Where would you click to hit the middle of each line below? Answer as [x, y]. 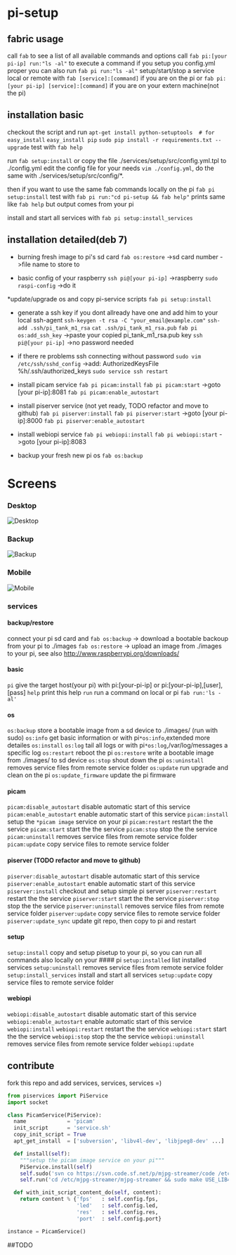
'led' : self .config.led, [117, 1206]
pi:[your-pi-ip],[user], [192, 685]
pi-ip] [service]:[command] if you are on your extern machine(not [122, 85]
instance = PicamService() [47, 1231]
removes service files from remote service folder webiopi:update [101, 1044]
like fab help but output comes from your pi [71, 204]
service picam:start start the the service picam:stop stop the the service [112, 829]
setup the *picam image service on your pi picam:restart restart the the [110, 822]
